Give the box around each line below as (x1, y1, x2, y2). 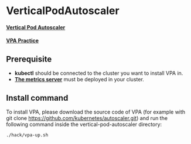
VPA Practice (6, 37, 39, 44)
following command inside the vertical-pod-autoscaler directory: (6, 121, 162, 128)
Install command (6, 92, 69, 103)
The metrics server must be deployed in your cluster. (14, 76, 145, 83)
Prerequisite (6, 54, 52, 64)
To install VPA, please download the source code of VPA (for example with (6, 108, 186, 115)
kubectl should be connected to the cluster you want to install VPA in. (14, 70, 183, 77)
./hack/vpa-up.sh (6, 132, 49, 138)
